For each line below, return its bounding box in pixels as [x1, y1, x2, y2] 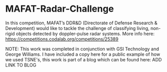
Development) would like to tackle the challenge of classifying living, [5, 25, 150, 31]
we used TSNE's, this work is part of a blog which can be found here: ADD [5, 56, 162, 62]
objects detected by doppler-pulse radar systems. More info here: [16, 30, 155, 37]
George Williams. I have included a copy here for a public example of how [5, 51, 160, 57]
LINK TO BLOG [5, 62, 37, 68]
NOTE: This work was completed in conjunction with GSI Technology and [5, 46, 159, 52]
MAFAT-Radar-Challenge [5, 3, 114, 15]
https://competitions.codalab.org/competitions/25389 [5, 36, 118, 42]
